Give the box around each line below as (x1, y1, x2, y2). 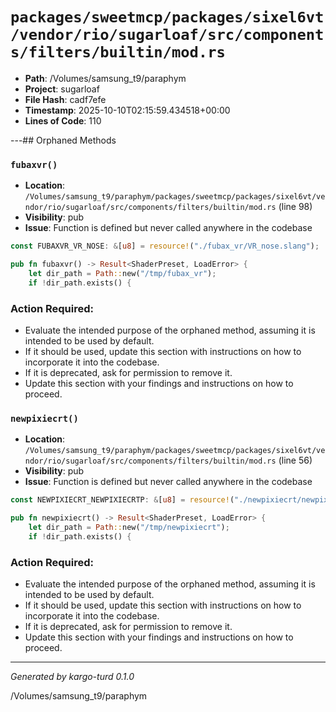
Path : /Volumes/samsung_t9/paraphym (24, 72, 187, 84)
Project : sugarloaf (24, 83, 100, 95)
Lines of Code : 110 (24, 114, 102, 127)
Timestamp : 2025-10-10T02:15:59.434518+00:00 (24, 104, 231, 116)
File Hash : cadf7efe (24, 93, 107, 105)
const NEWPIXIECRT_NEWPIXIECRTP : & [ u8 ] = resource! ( (10, 495, 235, 505)
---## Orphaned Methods (10, 134, 117, 146)
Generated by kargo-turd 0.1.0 (10, 671, 135, 683)
